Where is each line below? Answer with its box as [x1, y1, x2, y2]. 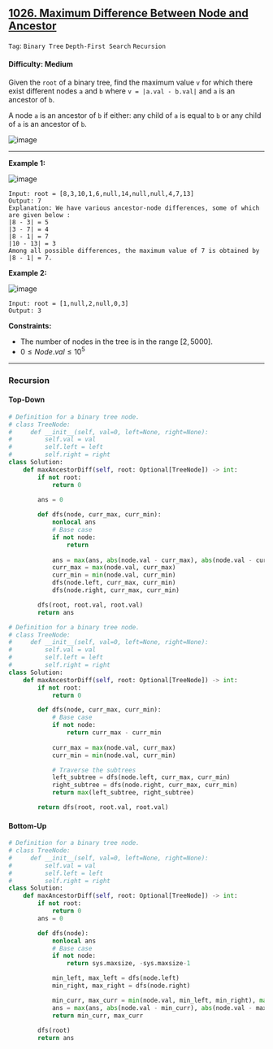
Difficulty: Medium [8, 59, 73, 69]
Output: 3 [8, 307, 42, 316]
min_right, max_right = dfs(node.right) [51, 982, 191, 990]
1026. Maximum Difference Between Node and [8, 7, 249, 20]
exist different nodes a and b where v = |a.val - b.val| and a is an [8, 86, 236, 96]
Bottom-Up [8, 820, 47, 830]
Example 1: [8, 159, 46, 168]
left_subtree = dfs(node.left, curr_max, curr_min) [51, 773, 231, 781]
